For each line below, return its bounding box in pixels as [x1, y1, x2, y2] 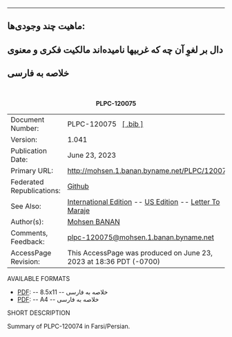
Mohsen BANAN [67, 217, 121, 226]
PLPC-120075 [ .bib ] [67, 119, 144, 129]
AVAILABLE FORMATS [7, 274, 70, 282]
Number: [10, 123, 39, 133]
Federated [10, 177, 44, 187]
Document [10, 115, 45, 125]
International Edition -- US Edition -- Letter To [67, 197, 220, 206]
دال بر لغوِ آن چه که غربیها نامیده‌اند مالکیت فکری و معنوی [7, 44, 223, 55]
